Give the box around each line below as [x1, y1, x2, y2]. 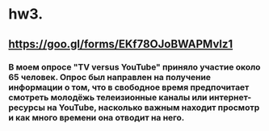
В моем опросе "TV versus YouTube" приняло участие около [8, 61, 261, 73]
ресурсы [8, 102, 46, 113]
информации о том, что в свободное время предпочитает [8, 82, 250, 93]
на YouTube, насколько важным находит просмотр [47, 102, 260, 113]
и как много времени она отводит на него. [8, 112, 185, 123]
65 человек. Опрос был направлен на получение [8, 71, 212, 82]
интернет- [208, 91, 252, 103]
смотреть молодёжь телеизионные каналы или [8, 91, 208, 103]
